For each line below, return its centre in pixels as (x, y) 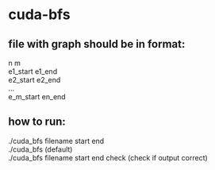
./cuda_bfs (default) (40, 149)
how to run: (37, 122)
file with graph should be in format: (97, 44)
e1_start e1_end (33, 71)
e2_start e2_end (35, 80)
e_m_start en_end (37, 97)
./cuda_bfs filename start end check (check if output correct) (108, 157)
